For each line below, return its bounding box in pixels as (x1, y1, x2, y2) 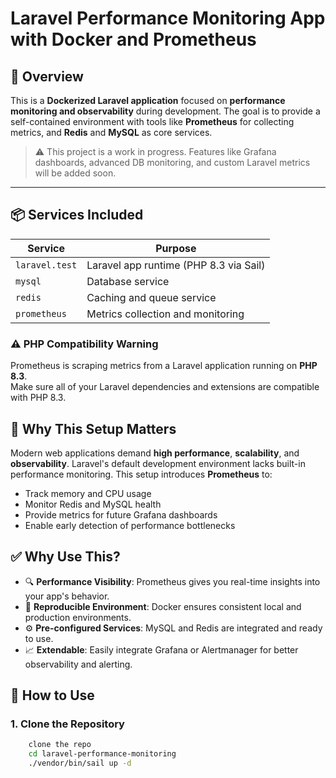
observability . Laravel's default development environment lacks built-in (10, 457, 306, 469)
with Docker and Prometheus (10, 28, 257, 51)
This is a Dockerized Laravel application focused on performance (10, 95, 286, 106)
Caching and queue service (86, 290, 217, 304)
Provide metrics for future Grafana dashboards (24, 508, 218, 521)
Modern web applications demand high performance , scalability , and (10, 447, 300, 459)
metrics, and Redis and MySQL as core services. (10, 127, 213, 138)
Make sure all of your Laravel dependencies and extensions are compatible (10, 381, 320, 393)
